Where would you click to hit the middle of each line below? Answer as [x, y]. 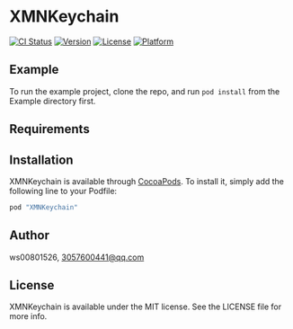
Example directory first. [53, 101]
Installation [41, 160]
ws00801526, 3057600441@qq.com [77, 257]
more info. [28, 316]
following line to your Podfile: [63, 191]
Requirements [49, 129]
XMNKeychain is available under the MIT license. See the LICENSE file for [146, 307]
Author [29, 236]
